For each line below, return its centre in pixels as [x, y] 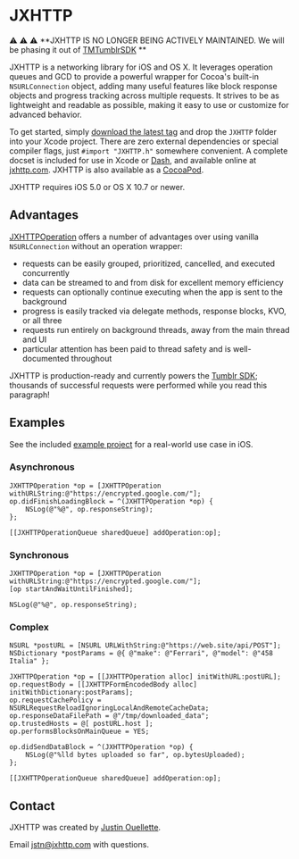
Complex [29, 628]
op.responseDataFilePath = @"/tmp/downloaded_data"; [109, 716]
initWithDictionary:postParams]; [71, 693]
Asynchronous [42, 467]
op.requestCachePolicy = [55, 701]
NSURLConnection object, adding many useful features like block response [144, 86]
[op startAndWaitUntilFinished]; [71, 589]
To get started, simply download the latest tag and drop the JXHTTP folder [143, 131]
